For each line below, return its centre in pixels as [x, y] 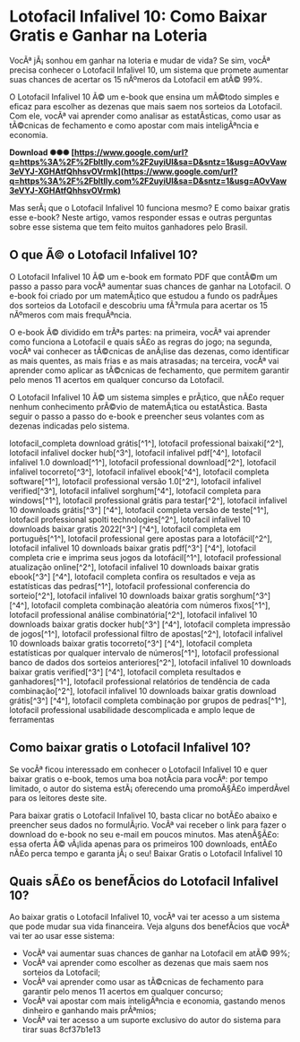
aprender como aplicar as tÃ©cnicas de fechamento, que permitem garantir [149, 370]
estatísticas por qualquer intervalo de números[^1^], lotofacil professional [144, 653]
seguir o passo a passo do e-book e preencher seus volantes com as [137, 416]
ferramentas [32, 719]
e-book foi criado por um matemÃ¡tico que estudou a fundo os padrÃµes [144, 295]
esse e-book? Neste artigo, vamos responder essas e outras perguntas [141, 217]
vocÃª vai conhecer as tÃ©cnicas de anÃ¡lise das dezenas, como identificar [150, 351]
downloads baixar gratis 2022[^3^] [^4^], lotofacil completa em [125, 529]
